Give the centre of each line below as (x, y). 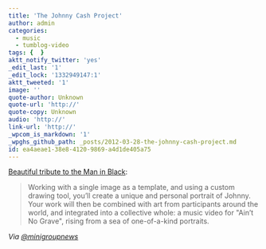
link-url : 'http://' (43, 127)
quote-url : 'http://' (44, 105)
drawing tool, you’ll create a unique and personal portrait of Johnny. (139, 196)
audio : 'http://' (37, 120)
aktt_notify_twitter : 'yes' (55, 61)
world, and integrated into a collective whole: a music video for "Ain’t (141, 213)
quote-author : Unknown (46, 97)
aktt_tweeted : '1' (39, 82)
